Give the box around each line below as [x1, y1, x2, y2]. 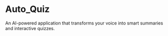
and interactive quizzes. [5, 25, 55, 31]
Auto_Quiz [5, 3, 50, 15]
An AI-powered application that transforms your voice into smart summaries [5, 20, 163, 26]
